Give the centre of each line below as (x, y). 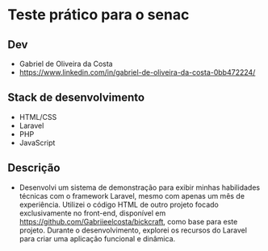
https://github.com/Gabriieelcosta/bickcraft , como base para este (128, 221)
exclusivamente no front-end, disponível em (92, 213)
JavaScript (37, 142)
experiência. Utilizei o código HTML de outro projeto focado (119, 204)
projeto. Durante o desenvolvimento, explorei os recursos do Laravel (133, 230)
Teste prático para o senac (98, 15)
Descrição (34, 168)
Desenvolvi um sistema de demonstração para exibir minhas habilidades (139, 187)
